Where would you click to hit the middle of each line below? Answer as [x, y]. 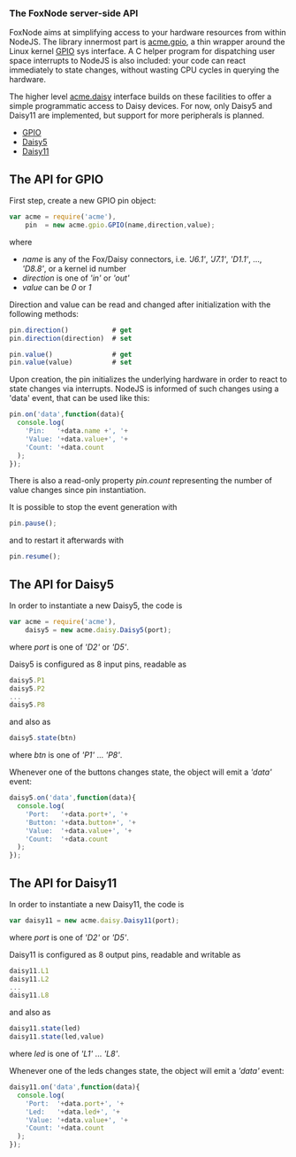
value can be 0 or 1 [57, 287]
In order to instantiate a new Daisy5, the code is [96, 605]
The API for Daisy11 [63, 883]
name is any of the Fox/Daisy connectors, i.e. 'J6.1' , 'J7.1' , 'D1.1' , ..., [142, 258]
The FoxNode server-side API [74, 13]
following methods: [44, 313]
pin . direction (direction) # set [71, 338]
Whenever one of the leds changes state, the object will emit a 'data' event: [147, 1071]
